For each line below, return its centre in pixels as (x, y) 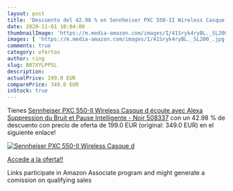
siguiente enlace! (32, 133)
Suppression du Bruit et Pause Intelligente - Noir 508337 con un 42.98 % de (116, 118)
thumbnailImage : (31, 33)
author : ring (26, 59)
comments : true (29, 46)
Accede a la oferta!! (35, 159)
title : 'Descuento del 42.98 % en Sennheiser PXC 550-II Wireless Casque (116, 20)
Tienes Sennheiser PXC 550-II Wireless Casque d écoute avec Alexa (105, 111)
